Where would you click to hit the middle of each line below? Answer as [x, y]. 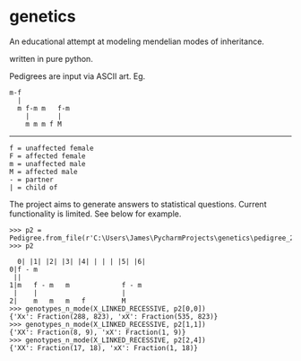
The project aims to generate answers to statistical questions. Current [138, 204]
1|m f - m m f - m [76, 285]
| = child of [34, 187]
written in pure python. [52, 58]
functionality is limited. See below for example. [95, 214]
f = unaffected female [52, 148]
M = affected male [43, 172]
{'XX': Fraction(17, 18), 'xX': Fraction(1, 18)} [104, 348]
